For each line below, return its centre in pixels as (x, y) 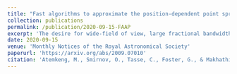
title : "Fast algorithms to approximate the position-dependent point (113, 14)
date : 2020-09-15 (33, 40)
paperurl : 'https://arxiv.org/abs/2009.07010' (77, 54)
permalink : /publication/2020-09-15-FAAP (69, 27)
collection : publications (45, 20)
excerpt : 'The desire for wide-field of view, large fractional (104, 33)
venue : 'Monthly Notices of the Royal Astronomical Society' (99, 47)
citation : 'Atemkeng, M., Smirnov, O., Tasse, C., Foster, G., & (105, 60)
